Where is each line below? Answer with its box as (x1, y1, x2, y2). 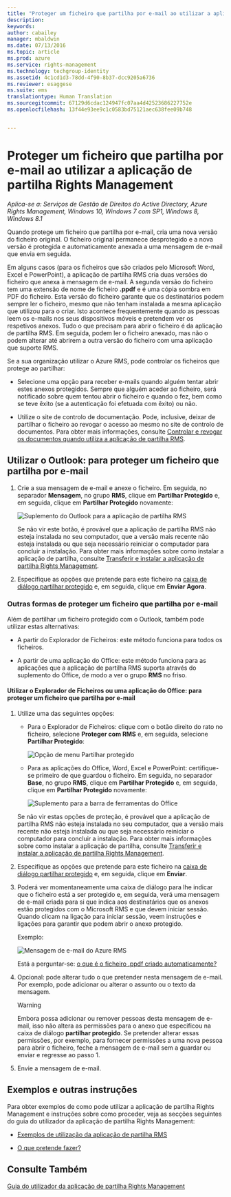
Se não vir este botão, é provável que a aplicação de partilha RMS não (16, 525, 217, 533)
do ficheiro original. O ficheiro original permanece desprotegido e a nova (7, 235, 213, 243)
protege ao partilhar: (7, 364, 65, 372)
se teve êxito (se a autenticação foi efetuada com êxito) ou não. (16, 399, 197, 407)
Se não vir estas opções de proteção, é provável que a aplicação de (16, 813, 210, 820)
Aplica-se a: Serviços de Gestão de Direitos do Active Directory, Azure (7, 200, 208, 208)
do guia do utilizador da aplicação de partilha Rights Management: (7, 1116, 195, 1125)
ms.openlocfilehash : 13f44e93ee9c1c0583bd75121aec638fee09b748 (7, 106, 192, 113)
